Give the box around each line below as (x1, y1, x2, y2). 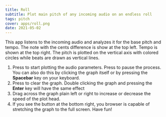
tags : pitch (5, 16, 30, 21)
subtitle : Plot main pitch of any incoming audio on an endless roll (5, 12, 153, 17)
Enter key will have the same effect (12, 85, 85, 91)
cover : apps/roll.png (5, 21, 50, 26)
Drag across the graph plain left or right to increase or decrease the (12, 91, 151, 97)
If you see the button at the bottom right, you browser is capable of (12, 101, 150, 107)
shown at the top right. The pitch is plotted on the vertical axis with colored (5, 50, 159, 56)
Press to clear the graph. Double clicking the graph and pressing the (12, 80, 153, 86)
